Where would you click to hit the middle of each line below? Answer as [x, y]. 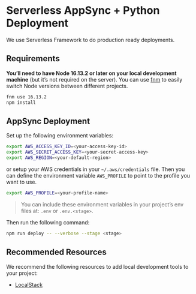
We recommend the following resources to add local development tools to [97, 266]
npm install [21, 103]
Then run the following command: [48, 222]
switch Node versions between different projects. [67, 86]
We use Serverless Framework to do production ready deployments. [91, 40]
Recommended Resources [56, 252]
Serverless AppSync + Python [83, 10]
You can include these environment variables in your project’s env [102, 204]
